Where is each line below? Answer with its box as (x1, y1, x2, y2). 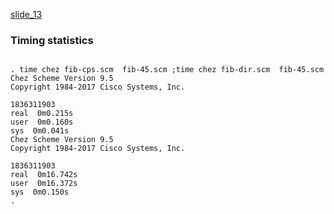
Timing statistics (10, 33, 94, 47)
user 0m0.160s (10, 117, 74, 128)
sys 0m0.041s (10, 126, 70, 136)
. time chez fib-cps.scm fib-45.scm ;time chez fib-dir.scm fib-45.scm (10, 65, 325, 75)
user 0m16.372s (10, 179, 78, 189)
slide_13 (10, 9, 43, 20)
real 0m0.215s (10, 109, 74, 119)
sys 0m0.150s (10, 187, 70, 198)
